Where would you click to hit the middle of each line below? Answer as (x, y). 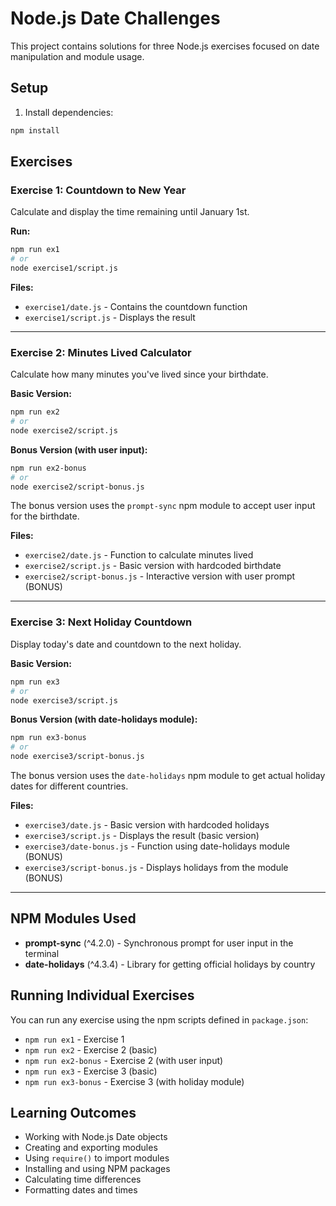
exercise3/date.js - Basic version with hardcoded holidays (147, 825)
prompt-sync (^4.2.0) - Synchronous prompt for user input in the (159, 943)
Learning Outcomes (73, 1113)
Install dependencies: (69, 112)
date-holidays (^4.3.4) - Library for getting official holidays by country (170, 964)
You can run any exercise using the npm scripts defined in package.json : (159, 1019)
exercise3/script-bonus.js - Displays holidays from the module (156, 868)
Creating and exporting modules (91, 1148)
